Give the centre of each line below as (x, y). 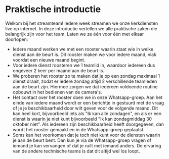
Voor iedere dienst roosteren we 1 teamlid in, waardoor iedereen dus (84, 65)
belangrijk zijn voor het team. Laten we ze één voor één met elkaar (75, 34)
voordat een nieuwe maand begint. (49, 60)
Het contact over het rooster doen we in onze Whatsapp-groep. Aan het (88, 97)
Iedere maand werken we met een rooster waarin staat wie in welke (83, 49)
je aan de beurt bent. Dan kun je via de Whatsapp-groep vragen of (82, 140)
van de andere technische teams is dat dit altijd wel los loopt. (76, 151)
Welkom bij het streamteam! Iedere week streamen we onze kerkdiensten (82, 23)
